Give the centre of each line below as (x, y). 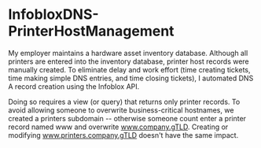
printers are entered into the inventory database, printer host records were (129, 61)
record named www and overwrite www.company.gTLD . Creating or (118, 127)
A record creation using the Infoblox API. (74, 86)
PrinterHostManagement (91, 31)
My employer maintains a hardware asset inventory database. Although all (128, 53)
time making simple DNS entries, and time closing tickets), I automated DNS (131, 78)
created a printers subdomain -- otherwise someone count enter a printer (127, 118)
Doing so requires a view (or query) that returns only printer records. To (124, 102)
